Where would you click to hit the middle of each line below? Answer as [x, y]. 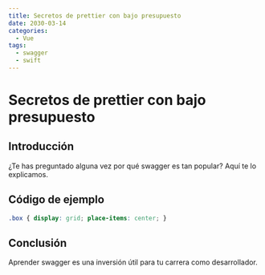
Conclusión [38, 243]
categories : [28, 30]
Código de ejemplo [56, 200]
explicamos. [28, 174]
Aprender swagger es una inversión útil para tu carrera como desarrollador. [133, 262]
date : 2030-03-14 [37, 23]
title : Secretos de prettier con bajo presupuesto [95, 16]
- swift [29, 61]
